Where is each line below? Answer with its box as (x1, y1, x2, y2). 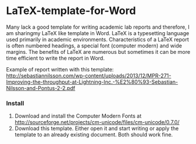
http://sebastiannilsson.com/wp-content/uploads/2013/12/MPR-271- (6, 72, 172, 79)
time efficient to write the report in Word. (6, 54, 105, 61)
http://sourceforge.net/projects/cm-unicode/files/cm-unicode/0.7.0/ (14, 119, 180, 126)
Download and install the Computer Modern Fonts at (14, 112, 142, 119)
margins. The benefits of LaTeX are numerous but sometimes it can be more (6, 48, 191, 55)
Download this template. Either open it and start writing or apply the (14, 125, 179, 132)
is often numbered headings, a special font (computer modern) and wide (6, 42, 182, 49)
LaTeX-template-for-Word (6, 4, 137, 18)
